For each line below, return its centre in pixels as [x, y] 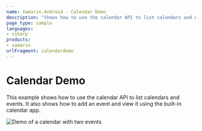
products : [19, 40]
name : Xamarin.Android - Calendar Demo [56, 12]
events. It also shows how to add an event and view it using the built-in [94, 103]
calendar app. [23, 110]
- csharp [17, 34]
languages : [20, 29]
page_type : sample [29, 23]
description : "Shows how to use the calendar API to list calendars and [99, 17]
